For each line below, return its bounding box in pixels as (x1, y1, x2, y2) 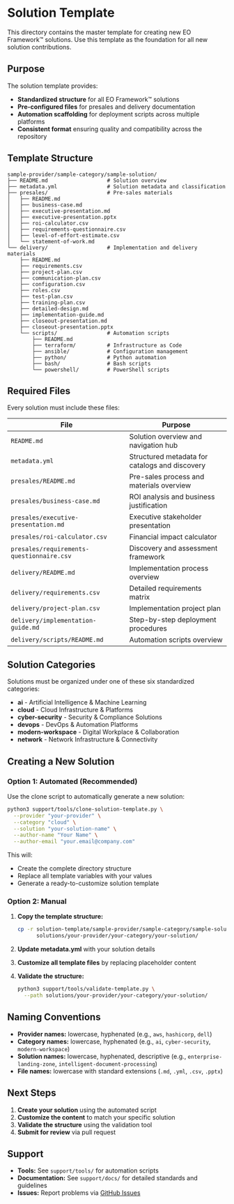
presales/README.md (10, 477, 75, 486)
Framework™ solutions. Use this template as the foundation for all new (7, 35, 208, 43)
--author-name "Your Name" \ (13, 831, 98, 838)
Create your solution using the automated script (17, 1106, 157, 1114)
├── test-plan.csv (19, 293, 73, 300)
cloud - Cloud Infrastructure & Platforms (17, 706, 134, 714)
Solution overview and (129, 432, 202, 442)
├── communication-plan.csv (19, 274, 101, 282)
